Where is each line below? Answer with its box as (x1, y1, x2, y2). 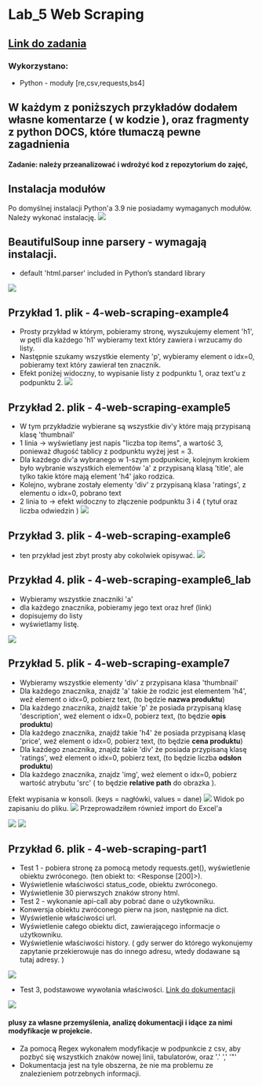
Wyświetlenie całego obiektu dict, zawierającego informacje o (19, 922, 221, 931)
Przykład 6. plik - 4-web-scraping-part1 (8, 842, 207, 856)
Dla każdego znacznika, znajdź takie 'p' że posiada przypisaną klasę (19, 703, 242, 712)
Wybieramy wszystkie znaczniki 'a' (19, 594, 133, 604)
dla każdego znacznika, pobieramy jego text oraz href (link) (19, 603, 212, 612)
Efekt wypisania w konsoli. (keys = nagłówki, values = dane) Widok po (8, 794, 245, 803)
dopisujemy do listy (19, 611, 83, 620)
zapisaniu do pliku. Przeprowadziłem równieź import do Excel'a (8, 803, 223, 813)
